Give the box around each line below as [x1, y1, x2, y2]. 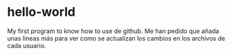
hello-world [7, 4, 76, 20]
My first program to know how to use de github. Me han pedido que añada [7, 27, 220, 35]
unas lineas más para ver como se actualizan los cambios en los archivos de [7, 34, 226, 42]
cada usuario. [7, 41, 46, 49]
